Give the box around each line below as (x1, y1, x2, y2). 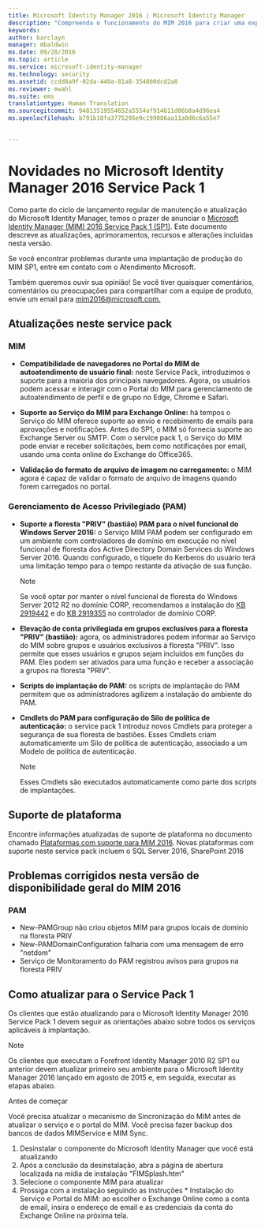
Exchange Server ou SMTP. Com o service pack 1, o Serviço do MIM (19, 432, 242, 442)
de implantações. (19, 785, 77, 795)
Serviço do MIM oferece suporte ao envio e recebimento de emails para (19, 416, 254, 425)
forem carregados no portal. (19, 481, 112, 491)
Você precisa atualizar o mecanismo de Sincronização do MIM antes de (8, 1112, 241, 1121)
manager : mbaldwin (8, 41, 69, 49)
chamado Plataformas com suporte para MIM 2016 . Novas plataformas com (8, 837, 254, 847)
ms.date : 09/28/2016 (8, 48, 77, 56)
